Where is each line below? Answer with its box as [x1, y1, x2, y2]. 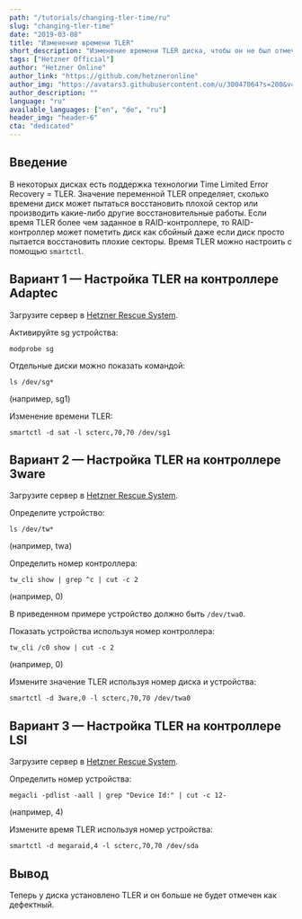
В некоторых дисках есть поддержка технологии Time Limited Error [9, 179, 269, 190]
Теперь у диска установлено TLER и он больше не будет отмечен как [9, 890, 277, 901]
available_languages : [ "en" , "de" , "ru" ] [9, 105, 167, 114]
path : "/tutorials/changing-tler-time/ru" [9, 13, 171, 22]
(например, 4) [9, 807, 64, 817]
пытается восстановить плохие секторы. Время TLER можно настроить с [9, 235, 292, 247]
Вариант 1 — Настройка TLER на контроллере [9, 271, 279, 287]
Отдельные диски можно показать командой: [9, 360, 186, 371]
